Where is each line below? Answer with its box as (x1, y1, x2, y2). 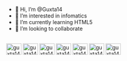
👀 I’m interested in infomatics (14, 12, 87, 19)
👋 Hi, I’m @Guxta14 (14, 6, 63, 13)
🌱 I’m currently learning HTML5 (14, 19, 93, 25)
